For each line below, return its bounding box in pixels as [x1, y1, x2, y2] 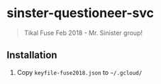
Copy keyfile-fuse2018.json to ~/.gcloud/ [16, 68, 143, 76]
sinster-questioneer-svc [6, 5, 154, 21]
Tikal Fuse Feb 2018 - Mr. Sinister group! [23, 28, 143, 37]
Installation [6, 49, 57, 61]
